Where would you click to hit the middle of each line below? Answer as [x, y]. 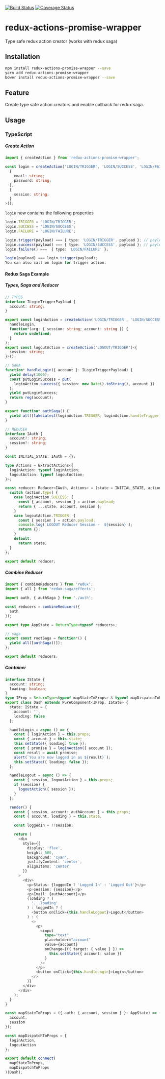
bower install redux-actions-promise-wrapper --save [60, 77]
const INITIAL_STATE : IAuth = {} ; [41, 457]
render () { [21, 807]
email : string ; [29, 176]
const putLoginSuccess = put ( [40, 379]
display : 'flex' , [45, 848]
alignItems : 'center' [49, 867]
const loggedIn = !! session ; [44, 825]
